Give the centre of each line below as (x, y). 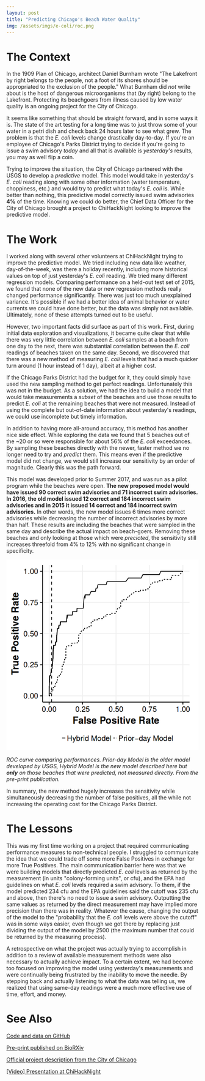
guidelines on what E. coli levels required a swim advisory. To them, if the (99, 885)
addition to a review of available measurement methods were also (89, 955)
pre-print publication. (33, 779)
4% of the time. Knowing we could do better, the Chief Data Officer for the (100, 201)
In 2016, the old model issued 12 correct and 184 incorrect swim (88, 499)
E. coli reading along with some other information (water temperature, (94, 182)
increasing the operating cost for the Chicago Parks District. (82, 804)
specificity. (20, 551)
